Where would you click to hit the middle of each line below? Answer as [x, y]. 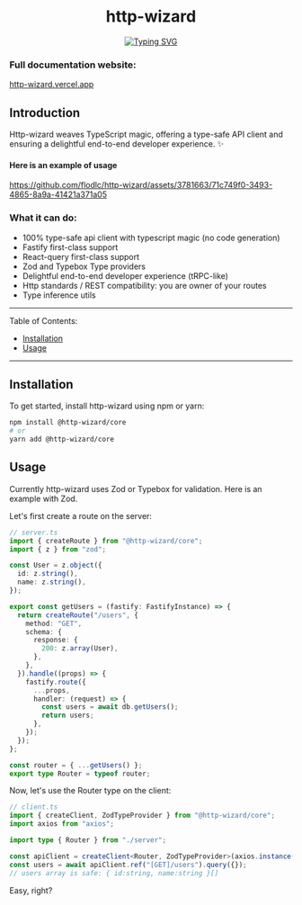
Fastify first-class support [70, 247]
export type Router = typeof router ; [80, 774]
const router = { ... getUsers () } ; [76, 765]
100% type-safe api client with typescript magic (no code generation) [151, 237]
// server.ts [34, 533]
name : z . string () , [52, 582]
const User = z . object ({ [56, 565]
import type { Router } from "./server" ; [88, 840]
